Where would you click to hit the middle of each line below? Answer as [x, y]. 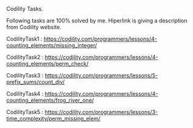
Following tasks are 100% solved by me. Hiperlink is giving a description [97, 20]
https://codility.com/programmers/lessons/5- [101, 75]
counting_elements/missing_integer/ [52, 45]
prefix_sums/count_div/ [36, 82]
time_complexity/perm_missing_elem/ [53, 119]
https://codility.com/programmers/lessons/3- [101, 112]
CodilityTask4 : [25, 94]
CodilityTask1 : [24, 39]
